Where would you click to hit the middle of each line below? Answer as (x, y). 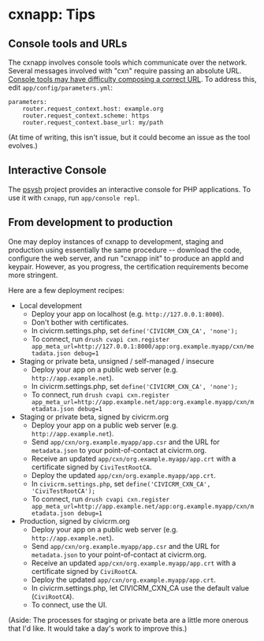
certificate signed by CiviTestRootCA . (91, 467)
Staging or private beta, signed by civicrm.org (94, 417)
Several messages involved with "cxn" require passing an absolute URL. (125, 71)
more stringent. (33, 275)
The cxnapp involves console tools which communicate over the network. (128, 62)
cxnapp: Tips (52, 15)
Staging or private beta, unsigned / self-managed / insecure (117, 361)
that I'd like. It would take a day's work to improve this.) (98, 628)
